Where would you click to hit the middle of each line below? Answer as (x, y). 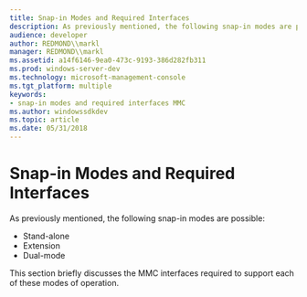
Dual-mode (44, 255)
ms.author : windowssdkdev (58, 111)
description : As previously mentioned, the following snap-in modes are (151, 27)
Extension (42, 245)
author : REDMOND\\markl (55, 43)
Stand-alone (46, 236)
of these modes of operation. (64, 282)
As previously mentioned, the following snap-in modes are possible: (137, 218)
